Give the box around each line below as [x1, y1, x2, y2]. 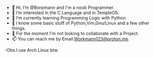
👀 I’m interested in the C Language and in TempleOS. [11, 10, 119, 16]
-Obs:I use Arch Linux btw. [4, 47, 59, 53]
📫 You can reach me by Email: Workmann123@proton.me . [11, 36, 130, 41]
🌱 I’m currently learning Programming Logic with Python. [11, 15, 127, 20]
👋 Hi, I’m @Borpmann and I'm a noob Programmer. [11, 5, 115, 10]
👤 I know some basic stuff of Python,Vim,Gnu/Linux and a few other [11, 20, 150, 26]
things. [11, 25, 26, 31]
